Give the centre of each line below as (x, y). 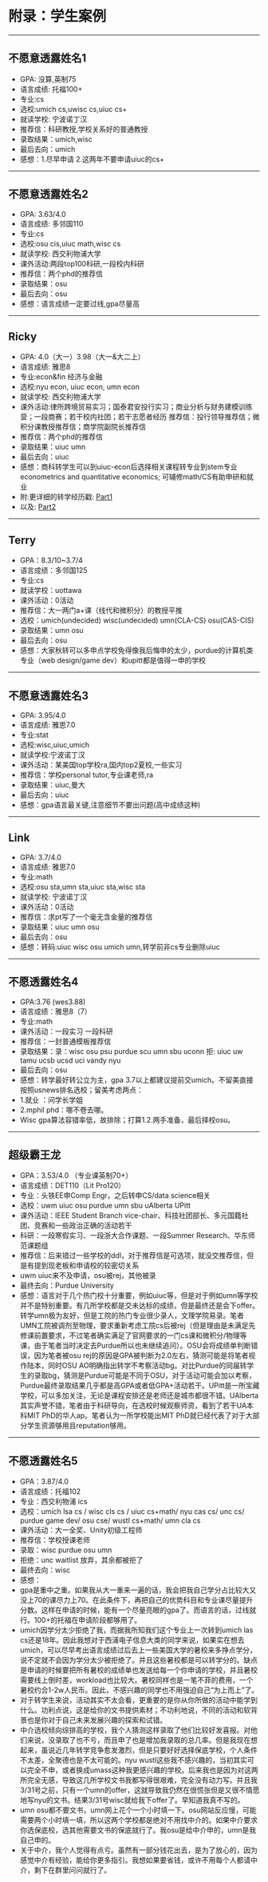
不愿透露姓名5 (43, 1461)
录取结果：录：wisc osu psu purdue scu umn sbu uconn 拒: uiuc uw (131, 1051)
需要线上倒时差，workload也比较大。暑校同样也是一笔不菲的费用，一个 (136, 1680)
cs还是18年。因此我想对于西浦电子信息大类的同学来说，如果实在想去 (132, 1640)
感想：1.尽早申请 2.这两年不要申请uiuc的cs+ (92, 159)
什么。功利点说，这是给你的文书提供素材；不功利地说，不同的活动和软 (135, 1710)
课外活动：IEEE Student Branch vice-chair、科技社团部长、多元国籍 (130, 1215)
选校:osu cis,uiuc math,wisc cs (70, 243)
